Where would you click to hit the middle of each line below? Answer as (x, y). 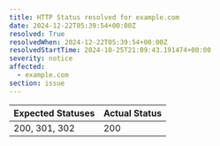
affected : (27, 67)
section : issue (37, 83)
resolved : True (37, 34)
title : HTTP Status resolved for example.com (94, 17)
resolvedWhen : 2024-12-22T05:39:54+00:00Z (88, 42)
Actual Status (132, 113)
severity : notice (41, 58)
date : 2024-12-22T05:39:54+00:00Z (73, 26)
